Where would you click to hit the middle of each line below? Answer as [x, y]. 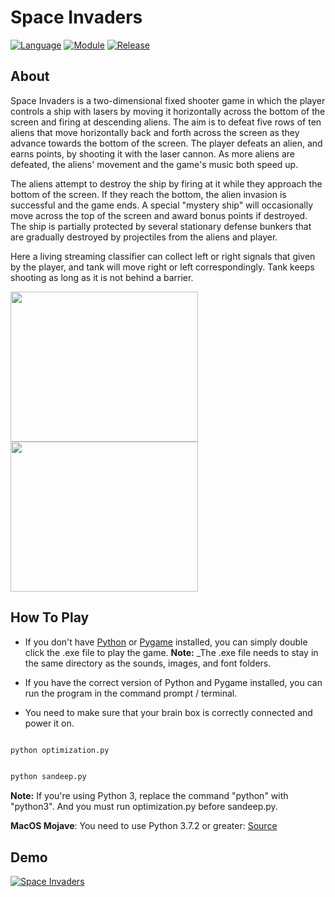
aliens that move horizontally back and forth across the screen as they [155, 132]
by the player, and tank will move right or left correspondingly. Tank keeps [162, 267]
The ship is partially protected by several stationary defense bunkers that [161, 226]
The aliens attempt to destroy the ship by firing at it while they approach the [166, 183]
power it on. [49, 723]
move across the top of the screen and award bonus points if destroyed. [159, 215]
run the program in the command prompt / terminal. [131, 693]
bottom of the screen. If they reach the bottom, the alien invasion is [148, 194]
